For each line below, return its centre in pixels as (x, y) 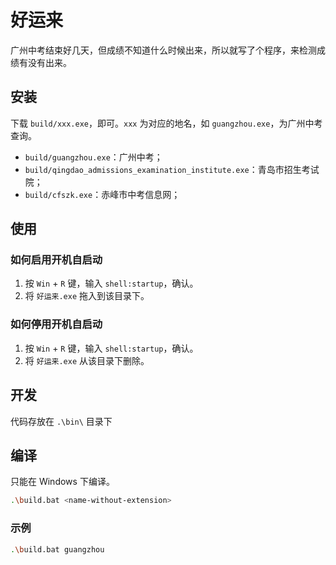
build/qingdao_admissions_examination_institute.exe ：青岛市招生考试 (172, 169)
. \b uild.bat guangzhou (57, 549)
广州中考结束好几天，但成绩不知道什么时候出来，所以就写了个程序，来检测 (163, 50)
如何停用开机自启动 (56, 324)
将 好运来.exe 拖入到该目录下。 (87, 296)
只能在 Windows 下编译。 (62, 482)
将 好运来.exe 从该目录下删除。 (87, 360)
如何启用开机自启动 (56, 260)
